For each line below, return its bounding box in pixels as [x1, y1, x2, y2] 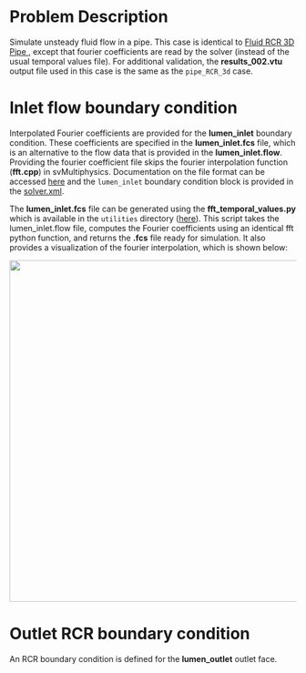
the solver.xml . [9, 185, 65, 197]
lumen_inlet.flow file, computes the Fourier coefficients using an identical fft [9, 222, 294, 233]
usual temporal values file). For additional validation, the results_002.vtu [9, 56, 283, 66]
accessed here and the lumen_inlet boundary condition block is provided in [9, 176, 294, 187]
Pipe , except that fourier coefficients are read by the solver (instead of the [9, 46, 290, 56]
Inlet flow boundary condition [9, 97, 239, 118]
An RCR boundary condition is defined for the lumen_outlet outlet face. [9, 653, 278, 664]
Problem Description [9, 6, 168, 27]
